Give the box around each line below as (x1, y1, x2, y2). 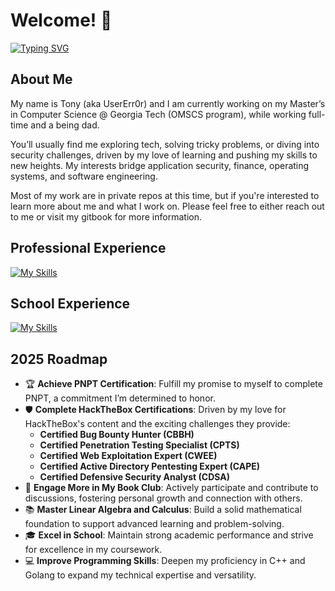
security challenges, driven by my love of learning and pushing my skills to (10, 149, 318, 161)
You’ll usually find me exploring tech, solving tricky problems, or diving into (10, 138, 320, 150)
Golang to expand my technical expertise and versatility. (24, 569, 257, 581)
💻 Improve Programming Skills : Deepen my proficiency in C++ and (24, 555, 306, 567)
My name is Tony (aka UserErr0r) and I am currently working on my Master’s (10, 97, 326, 109)
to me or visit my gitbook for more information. (10, 210, 202, 223)
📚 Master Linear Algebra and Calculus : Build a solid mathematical (24, 504, 302, 516)
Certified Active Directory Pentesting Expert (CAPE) (39, 460, 261, 473)
